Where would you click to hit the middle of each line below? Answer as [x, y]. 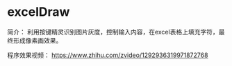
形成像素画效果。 [38, 40]
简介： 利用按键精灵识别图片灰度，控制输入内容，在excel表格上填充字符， [113, 32]
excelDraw [39, 12]
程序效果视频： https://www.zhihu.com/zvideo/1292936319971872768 [108, 55]
